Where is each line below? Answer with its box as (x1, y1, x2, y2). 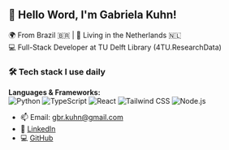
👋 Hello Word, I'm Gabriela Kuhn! (8, 8, 177, 22)
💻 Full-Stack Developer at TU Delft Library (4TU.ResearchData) (8, 42, 222, 52)
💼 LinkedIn (19, 124, 56, 134)
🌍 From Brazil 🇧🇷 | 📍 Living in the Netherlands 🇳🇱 (8, 30, 182, 40)
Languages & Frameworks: (8, 88, 101, 97)
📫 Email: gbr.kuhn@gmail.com (19, 113, 123, 122)
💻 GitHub (19, 133, 54, 143)
